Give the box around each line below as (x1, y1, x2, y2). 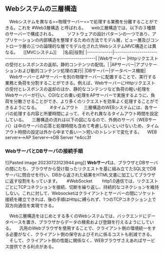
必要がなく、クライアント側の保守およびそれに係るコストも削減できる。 (9, 231, 155, 237)
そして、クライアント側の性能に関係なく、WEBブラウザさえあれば (9, 237, 143, 244)
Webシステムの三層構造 (5, 4, 77, 13)
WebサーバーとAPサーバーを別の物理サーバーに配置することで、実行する (9, 74, 157, 79)
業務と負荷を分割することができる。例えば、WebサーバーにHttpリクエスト (5, 80, 155, 86)
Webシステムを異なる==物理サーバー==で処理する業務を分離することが (9, 19, 154, 25)
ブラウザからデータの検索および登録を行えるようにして (39, 219, 150, 225)
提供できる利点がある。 (9, 244, 57, 250)
